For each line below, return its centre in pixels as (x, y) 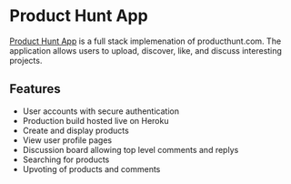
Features (35, 89)
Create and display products (75, 130)
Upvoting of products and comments (91, 169)
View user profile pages (67, 140)
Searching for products (66, 159)
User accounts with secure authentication (101, 111)
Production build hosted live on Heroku (95, 120)
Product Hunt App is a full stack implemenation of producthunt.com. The (145, 41)
